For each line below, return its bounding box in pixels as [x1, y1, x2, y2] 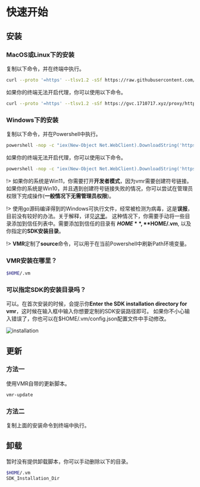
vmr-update [6, 392, 33, 397]
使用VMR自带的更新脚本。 [6, 380, 70, 387]
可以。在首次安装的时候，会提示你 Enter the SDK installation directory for [6, 300, 187, 307]
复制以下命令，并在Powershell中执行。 [6, 130, 101, 137]
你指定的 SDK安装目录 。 [6, 227, 64, 235]
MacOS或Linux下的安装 [6, 50, 75, 58]
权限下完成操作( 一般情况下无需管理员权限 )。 [6, 192, 115, 199]
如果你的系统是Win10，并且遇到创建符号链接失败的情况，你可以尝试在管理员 [6, 184, 193, 192]
